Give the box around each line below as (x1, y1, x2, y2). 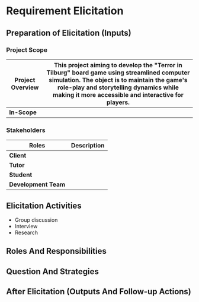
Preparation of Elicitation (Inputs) (6, 28, 131, 38)
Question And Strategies (6, 266, 99, 276)
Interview (14, 222, 38, 229)
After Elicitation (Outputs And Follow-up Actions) (6, 287, 191, 297)
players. (106, 98, 130, 106)
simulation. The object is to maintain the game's (49, 75, 188, 84)
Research (14, 229, 38, 236)
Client (9, 152, 27, 160)
